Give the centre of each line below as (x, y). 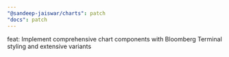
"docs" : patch (27, 20)
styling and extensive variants (49, 46)
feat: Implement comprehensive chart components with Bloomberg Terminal (115, 39)
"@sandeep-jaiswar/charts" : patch (57, 13)
